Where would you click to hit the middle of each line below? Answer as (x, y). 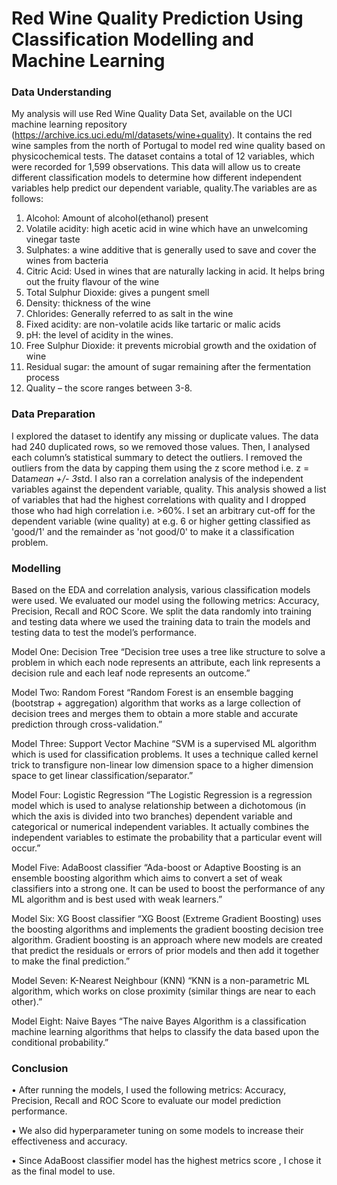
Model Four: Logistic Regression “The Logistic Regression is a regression (162, 795)
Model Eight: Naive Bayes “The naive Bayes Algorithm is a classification (159, 1021)
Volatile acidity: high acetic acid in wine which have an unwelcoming (166, 229)
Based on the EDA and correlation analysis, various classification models (161, 590)
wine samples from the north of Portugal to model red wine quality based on (168, 146)
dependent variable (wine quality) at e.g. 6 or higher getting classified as (161, 521)
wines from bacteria (67, 261)
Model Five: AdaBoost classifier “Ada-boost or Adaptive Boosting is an (156, 868)
